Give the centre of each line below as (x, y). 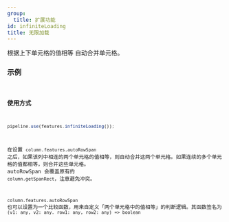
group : (17, 13)
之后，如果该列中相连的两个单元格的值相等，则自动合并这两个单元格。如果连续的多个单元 (115, 157)
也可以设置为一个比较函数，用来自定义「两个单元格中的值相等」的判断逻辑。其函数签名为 (115, 207)
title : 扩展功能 (35, 20)
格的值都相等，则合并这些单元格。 (48, 164)
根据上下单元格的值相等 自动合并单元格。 (65, 53)
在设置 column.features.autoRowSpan (52, 150)
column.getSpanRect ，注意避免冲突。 (51, 179)
